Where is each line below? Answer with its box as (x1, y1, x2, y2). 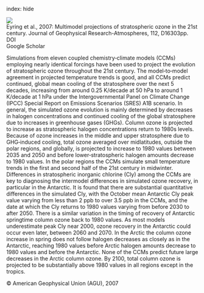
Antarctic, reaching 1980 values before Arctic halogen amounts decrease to (6, 242, 196, 249)
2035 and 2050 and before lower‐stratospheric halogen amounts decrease (6, 152, 194, 158)
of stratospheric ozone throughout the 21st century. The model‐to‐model (6, 67, 188, 74)
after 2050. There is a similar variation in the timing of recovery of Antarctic (6, 210, 195, 217)
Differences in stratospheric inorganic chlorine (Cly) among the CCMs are (6, 171, 191, 178)
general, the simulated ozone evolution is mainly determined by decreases (6, 106, 193, 113)
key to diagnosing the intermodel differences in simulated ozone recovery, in (6, 177, 199, 185)
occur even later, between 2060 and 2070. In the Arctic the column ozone (6, 229, 192, 236)
